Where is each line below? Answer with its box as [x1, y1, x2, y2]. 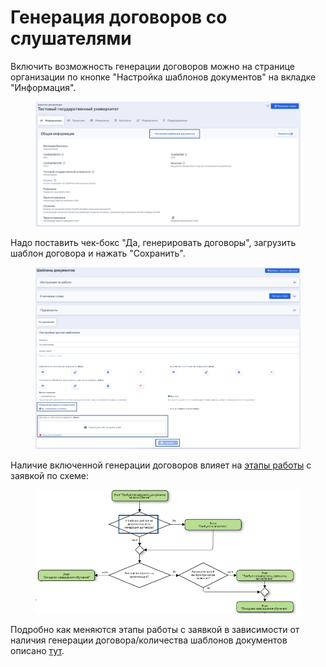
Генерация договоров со [10, 6, 228, 29]
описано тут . [10, 645, 65, 657]
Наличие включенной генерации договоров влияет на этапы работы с [10, 459, 312, 471]
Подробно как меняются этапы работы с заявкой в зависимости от [10, 624, 300, 636]
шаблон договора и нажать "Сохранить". [10, 247, 186, 260]
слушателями [10, 27, 132, 50]
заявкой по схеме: [10, 469, 90, 481]
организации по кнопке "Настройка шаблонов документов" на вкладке [10, 71, 317, 83]
